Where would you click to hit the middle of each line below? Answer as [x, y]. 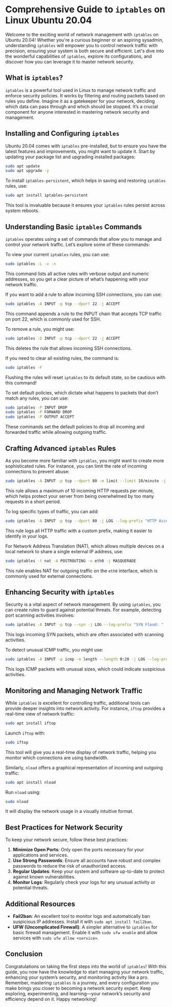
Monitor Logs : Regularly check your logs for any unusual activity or [84, 883]
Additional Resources [40, 904]
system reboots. [22, 211]
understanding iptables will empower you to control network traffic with [81, 45]
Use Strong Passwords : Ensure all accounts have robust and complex [87, 861]
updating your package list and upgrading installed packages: [70, 157]
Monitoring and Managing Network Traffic [74, 691]
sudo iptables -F [24, 367]
